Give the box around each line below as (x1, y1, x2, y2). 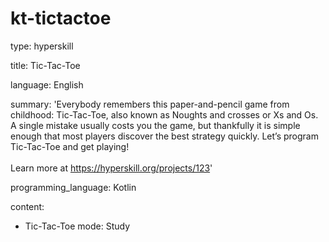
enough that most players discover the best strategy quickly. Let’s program (10, 130, 319, 142)
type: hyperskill (10, 40, 74, 52)
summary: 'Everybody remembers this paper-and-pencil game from (10, 98, 290, 110)
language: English (10, 78, 84, 91)
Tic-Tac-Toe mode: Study (24, 220, 131, 232)
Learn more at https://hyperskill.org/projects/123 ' (10, 162, 213, 174)
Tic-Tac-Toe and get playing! (10, 140, 130, 152)
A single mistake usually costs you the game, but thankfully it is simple (10, 119, 301, 131)
